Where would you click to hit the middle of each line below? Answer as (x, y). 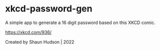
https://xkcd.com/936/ (28, 32)
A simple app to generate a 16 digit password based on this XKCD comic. (80, 22)
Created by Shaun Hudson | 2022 (40, 42)
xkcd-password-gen (49, 9)
